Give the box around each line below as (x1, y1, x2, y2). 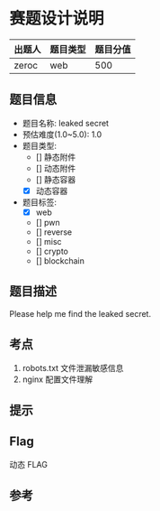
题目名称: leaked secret (22, 117, 110, 128)
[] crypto (35, 246, 69, 256)
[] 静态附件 (35, 151, 76, 163)
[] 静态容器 (35, 173, 76, 185)
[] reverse (35, 227, 73, 237)
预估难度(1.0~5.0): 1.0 (22, 128, 102, 140)
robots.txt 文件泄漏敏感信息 (22, 362, 124, 373)
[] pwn (35, 217, 60, 228)
